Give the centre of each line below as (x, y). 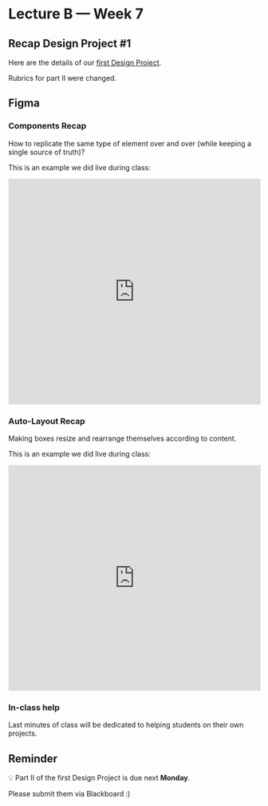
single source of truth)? (47, 152)
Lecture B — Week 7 (76, 14)
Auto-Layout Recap (47, 421)
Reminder (33, 758)
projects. (23, 733)
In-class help (34, 707)
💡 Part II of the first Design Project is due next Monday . (99, 778)
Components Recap (47, 126)
